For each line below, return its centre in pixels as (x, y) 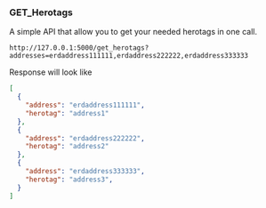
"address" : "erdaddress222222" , (85, 138)
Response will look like (51, 72)
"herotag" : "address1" (67, 113)
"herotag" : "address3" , (69, 180)
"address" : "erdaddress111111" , (85, 105)
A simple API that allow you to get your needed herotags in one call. (133, 32)
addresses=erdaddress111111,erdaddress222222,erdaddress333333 (129, 56)
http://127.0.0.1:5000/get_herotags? (79, 48)
